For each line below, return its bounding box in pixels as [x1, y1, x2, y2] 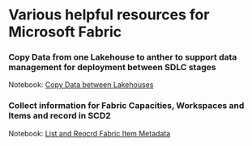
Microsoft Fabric [8, 23, 122, 41]
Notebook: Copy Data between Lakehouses [8, 80, 154, 90]
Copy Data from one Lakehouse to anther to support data [8, 52, 237, 63]
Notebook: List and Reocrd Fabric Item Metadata [8, 128, 171, 138]
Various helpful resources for [8, 6, 210, 24]
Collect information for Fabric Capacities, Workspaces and [8, 100, 245, 111]
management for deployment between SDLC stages [8, 62, 216, 73]
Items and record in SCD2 [8, 111, 111, 122]
